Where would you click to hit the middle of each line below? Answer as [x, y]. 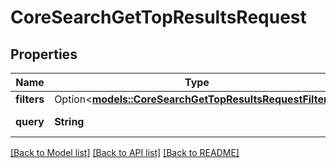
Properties [44, 54]
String [69, 121]
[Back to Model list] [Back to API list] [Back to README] [125, 152]
